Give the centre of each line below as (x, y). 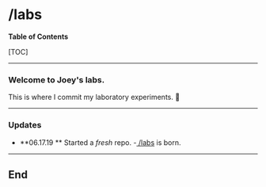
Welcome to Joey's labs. (57, 79)
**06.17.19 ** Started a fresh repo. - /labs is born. (100, 142)
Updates (25, 125)
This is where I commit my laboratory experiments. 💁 (94, 97)
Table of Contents (38, 36)
